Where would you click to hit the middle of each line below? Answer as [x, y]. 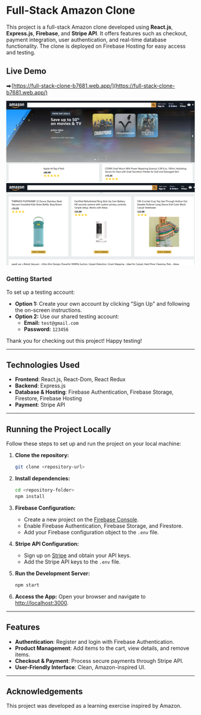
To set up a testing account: [41, 292]
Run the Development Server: [52, 573]
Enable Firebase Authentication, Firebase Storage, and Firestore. [103, 526]
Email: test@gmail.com [51, 322]
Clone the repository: [42, 455]
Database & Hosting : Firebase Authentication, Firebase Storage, [94, 392]
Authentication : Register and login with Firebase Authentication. [95, 641]
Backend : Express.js [40, 386]
